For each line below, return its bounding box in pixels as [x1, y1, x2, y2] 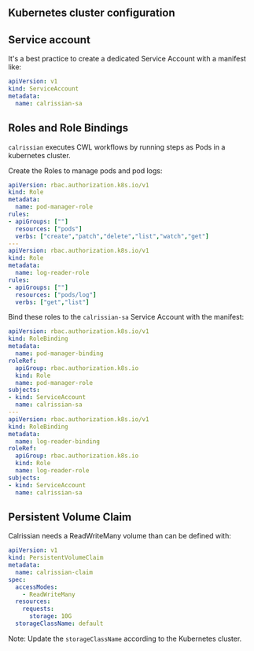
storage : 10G [28, 612, 72, 620]
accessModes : [15, 583, 58, 591]
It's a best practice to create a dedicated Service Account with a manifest [8, 54, 246, 64]
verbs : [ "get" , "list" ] [15, 298, 90, 306]
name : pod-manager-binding [15, 350, 104, 357]
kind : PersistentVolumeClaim [8, 554, 104, 562]
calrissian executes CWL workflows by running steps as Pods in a [8, 142, 226, 152]
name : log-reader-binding [15, 437, 101, 446]
